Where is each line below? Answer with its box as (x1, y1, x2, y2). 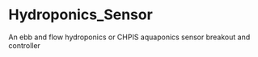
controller (8, 40, 40, 50)
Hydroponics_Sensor (8, 6, 154, 24)
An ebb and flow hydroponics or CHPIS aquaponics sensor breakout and (8, 32, 251, 42)
